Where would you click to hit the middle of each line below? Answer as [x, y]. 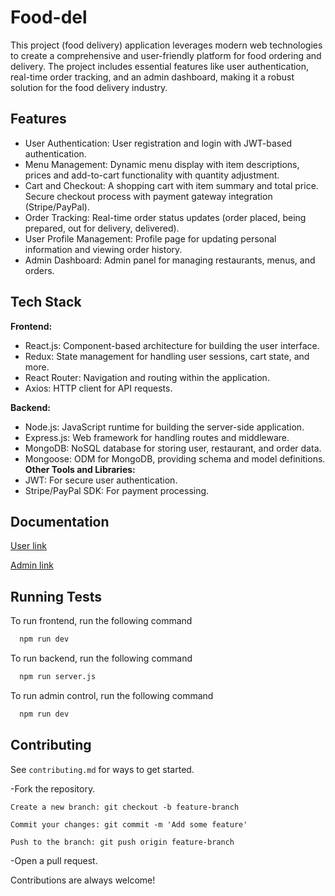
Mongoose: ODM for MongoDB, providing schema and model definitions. [175, 458]
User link [28, 546]
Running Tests [56, 596]
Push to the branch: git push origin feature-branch [122, 842]
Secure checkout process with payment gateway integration [148, 196]
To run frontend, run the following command [101, 621]
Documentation [60, 521]
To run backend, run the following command [101, 658]
